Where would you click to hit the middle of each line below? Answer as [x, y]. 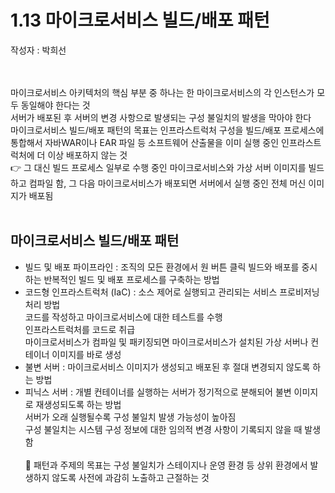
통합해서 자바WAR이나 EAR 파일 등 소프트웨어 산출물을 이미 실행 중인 [145, 142]
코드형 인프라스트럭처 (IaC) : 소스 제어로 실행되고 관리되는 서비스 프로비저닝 [172, 292]
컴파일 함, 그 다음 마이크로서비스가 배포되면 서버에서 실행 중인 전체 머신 [167, 183]
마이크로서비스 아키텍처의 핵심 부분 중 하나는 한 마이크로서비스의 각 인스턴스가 [162, 92]
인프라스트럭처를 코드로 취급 [80, 329]
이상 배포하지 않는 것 [87, 155]
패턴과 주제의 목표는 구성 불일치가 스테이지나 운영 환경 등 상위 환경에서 [170, 465]
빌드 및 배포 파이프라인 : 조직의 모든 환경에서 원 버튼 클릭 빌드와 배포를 [162, 267]
